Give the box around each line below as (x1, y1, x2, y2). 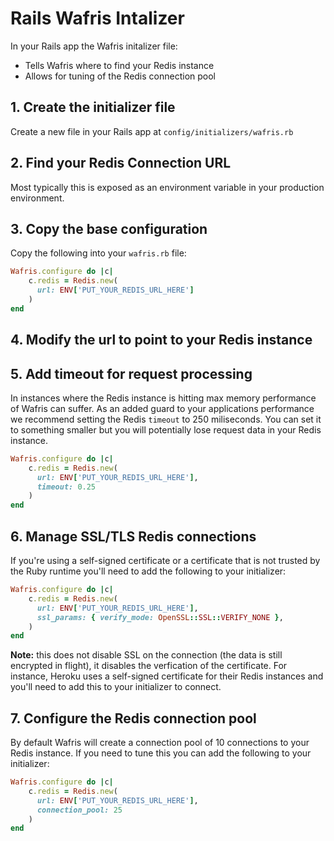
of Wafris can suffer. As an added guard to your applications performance (10, 402, 315, 414)
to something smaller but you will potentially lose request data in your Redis (10, 423, 322, 436)
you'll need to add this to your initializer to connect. (10, 681, 222, 693)
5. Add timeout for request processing (10, 365, 253, 382)
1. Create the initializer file (10, 99, 176, 116)
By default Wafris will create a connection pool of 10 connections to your (10, 737, 310, 749)
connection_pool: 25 (36, 805, 123, 815)
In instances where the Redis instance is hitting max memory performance (10, 392, 317, 404)
